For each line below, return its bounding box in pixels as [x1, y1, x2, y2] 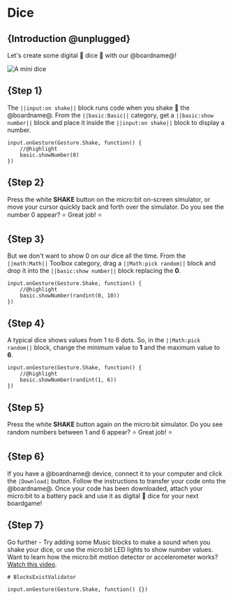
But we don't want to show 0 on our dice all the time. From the [7, 251, 186, 260]
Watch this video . [7, 560, 57, 569]
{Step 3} [7, 233, 45, 245]
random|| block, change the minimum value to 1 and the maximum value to [7, 344, 220, 352]
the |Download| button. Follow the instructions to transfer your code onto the [7, 476, 226, 485]
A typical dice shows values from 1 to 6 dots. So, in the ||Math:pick [7, 336, 201, 344]
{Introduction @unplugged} [7, 33, 131, 45]
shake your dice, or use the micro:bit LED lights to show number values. [7, 545, 213, 553]
